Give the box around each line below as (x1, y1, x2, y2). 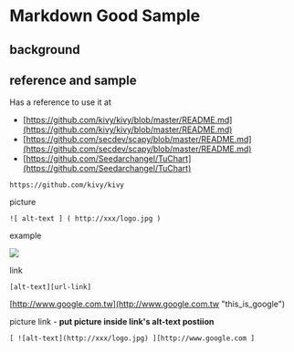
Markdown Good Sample (9, 5, 201, 26)
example (9, 230, 42, 242)
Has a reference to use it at (9, 97, 111, 108)
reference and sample (9, 72, 137, 88)
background (9, 42, 80, 57)
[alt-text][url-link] (9, 283, 92, 292)
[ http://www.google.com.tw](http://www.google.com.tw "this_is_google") (9, 298, 286, 310)
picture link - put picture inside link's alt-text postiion (9, 316, 215, 327)
